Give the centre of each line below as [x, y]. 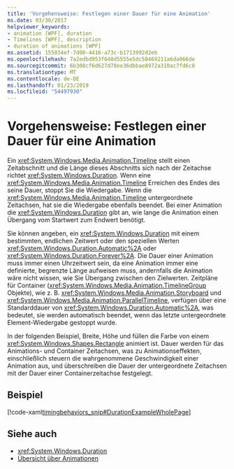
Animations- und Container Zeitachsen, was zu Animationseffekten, [104, 351]
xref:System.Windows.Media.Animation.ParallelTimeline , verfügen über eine [117, 301]
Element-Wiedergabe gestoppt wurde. [62, 323]
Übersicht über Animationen [58, 458]
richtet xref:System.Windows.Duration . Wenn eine [79, 175]
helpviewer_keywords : [39, 27]
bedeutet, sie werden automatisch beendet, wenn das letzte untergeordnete [117, 315]
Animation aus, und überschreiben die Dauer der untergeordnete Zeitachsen [117, 366]
